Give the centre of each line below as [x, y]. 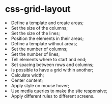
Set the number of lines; [36, 54]
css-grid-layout [38, 9]
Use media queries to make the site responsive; [59, 91]
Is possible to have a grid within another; [52, 69]
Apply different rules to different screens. [53, 96]
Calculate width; [28, 75]
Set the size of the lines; [36, 33]
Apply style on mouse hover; [41, 85]
